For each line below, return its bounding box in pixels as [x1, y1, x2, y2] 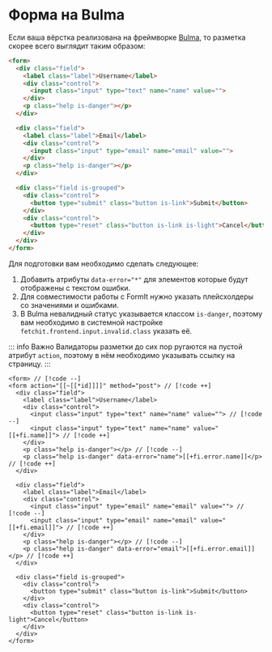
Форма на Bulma [8, 6, 125, 24]
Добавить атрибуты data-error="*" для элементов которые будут [19, 274, 249, 284]
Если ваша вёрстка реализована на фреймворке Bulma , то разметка [8, 32, 246, 42]
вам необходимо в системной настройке [19, 317, 164, 327]
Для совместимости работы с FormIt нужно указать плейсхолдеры [19, 292, 253, 301]
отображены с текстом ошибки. [19, 283, 131, 292]
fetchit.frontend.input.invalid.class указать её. [19, 326, 193, 335]
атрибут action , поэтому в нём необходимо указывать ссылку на [8, 350, 236, 360]
